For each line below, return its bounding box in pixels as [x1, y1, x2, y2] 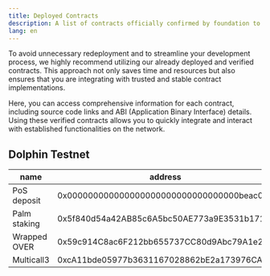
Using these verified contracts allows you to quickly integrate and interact [8, 116, 253, 126]
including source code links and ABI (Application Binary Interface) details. [8, 107, 252, 117]
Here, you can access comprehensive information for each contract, [8, 98, 235, 109]
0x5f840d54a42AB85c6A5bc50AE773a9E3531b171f [57, 213, 268, 225]
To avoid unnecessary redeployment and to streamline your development [8, 49, 251, 59]
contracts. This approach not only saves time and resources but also [8, 66, 235, 76]
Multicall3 [12, 254, 50, 266]
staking [12, 218, 40, 229]
